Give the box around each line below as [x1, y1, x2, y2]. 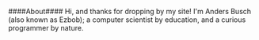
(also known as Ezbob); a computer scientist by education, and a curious [8, 15, 246, 24]
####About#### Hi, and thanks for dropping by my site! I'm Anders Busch [8, 7, 252, 16]
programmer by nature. [8, 24, 84, 32]
